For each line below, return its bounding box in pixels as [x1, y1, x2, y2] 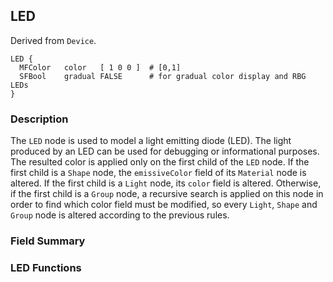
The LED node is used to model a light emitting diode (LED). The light [10, 135, 292, 147]
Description [10, 112, 69, 126]
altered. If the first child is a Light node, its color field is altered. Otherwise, [10, 177, 322, 189]
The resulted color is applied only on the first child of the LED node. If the [10, 156, 310, 168]
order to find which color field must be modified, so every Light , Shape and [10, 199, 318, 211]
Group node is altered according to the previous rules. [10, 209, 230, 221]
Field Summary [10, 234, 86, 248]
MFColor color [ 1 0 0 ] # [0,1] [19, 62, 182, 73]
